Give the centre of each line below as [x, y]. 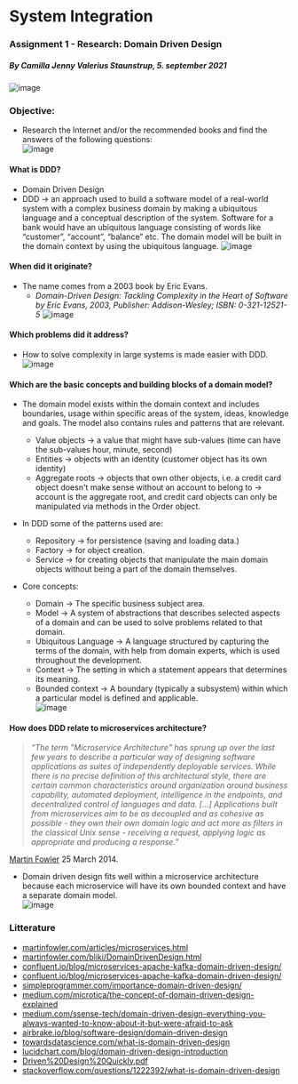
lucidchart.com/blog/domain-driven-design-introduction [125, 1051]
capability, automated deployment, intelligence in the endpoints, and [157, 795]
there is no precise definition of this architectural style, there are [149, 776]
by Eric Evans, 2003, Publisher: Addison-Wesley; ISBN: [136, 305]
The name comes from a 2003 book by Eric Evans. [115, 285]
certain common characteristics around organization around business [159, 785]
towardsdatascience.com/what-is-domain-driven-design [126, 1041]
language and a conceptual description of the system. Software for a [148, 217]
